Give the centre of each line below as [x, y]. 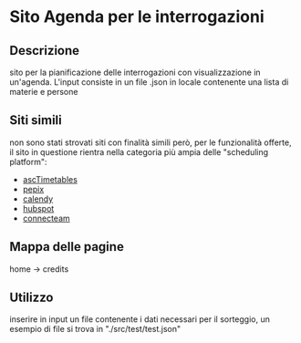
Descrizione [45, 51]
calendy [38, 199]
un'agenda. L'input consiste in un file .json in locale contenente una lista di [149, 82]
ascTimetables [50, 179]
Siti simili [36, 120]
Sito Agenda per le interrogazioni [137, 17]
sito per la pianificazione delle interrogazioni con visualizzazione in [135, 72]
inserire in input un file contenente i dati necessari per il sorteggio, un [140, 319]
